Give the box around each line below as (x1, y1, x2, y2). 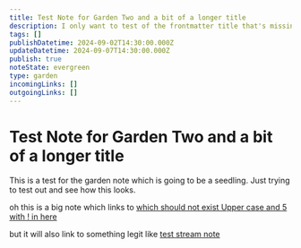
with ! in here (9, 211, 57, 222)
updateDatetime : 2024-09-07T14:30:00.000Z (9, 47, 170, 56)
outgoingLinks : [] (9, 88, 78, 97)
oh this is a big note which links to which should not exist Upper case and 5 (9, 202, 288, 213)
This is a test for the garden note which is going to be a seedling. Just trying (9, 175, 290, 186)
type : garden (9, 72, 58, 81)
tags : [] (9, 30, 42, 38)
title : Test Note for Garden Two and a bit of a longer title (9, 13, 246, 22)
